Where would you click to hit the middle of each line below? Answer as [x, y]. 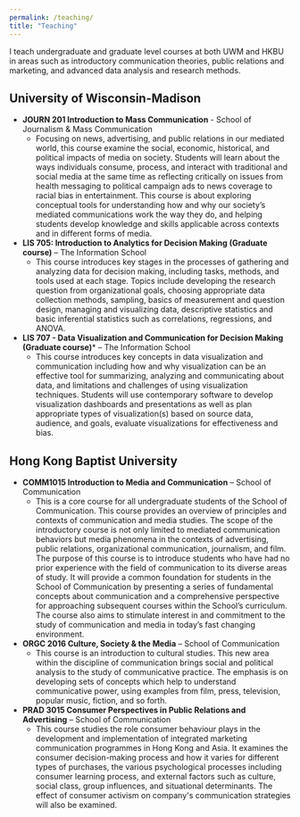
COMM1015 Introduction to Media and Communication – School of [147, 482]
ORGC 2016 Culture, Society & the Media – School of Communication [151, 644]
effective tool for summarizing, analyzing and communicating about [159, 376]
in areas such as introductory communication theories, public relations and [147, 61]
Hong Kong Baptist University [94, 461]
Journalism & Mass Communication [87, 129]
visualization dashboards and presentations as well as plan [144, 404]
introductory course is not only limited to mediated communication [158, 530]
